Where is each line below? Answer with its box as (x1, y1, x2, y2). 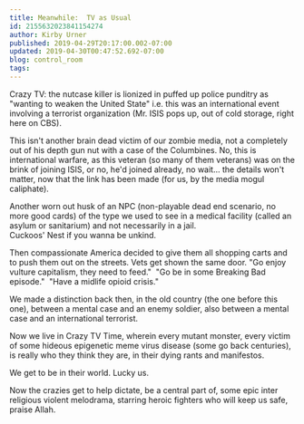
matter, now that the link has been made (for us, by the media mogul (9, 173, 265, 184)
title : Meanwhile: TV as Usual (9, 13, 132, 23)
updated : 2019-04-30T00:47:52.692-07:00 (9, 47, 165, 56)
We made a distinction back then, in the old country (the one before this (9, 294, 279, 304)
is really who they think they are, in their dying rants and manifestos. (9, 350, 265, 361)
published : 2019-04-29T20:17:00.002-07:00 (9, 38, 172, 48)
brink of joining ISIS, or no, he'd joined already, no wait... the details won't (9, 164, 285, 175)
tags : (9, 64, 30, 73)
